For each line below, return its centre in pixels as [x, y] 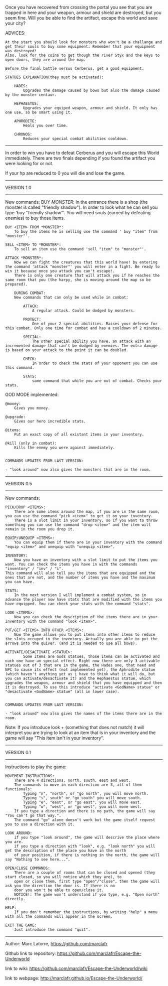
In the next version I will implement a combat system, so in [80, 595]
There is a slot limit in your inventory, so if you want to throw [86, 520]
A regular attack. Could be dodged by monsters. [83, 311]
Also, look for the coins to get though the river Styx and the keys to [82, 55]
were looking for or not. [29, 163]
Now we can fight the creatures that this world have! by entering [86, 262]
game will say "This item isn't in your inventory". [54, 738]
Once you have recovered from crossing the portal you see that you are [79, 7]
